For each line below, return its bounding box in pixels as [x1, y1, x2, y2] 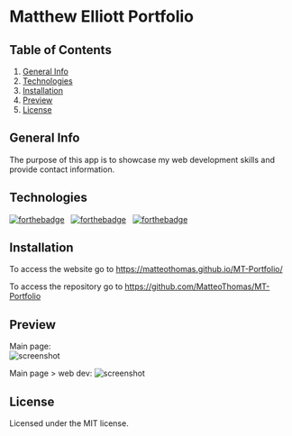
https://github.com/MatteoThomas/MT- [124, 281, 270, 292]
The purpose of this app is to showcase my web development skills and [9, 154, 276, 165]
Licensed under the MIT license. [9, 418, 129, 429]
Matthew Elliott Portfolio [9, 6, 195, 27]
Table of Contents [9, 42, 113, 58]
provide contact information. [9, 164, 115, 175]
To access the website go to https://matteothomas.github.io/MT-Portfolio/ [9, 264, 283, 275]
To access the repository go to [9, 281, 123, 292]
